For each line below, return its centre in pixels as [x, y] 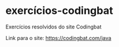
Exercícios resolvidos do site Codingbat [54, 27]
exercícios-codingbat [59, 11]
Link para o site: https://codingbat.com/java [58, 38]
